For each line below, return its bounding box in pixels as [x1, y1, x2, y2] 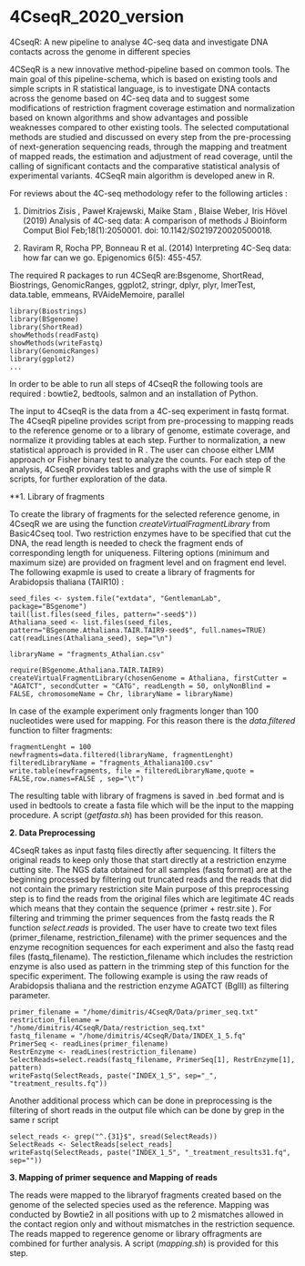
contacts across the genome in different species [9, 46, 191, 56]
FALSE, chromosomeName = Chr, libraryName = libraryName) [9, 689, 234, 698]
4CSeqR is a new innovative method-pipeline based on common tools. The [9, 64, 290, 75]
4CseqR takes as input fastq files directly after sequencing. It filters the [9, 845, 276, 856]
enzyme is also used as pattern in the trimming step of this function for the [9, 960, 290, 971]
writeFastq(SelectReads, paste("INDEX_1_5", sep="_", [9, 1071, 219, 1080]
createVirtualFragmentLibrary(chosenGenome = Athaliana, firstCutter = [9, 674, 287, 683]
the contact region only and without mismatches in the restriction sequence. [9, 1218, 296, 1230]
